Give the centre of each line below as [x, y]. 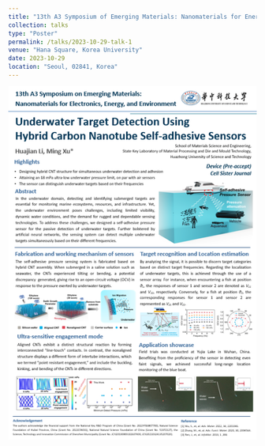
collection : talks [38, 25]
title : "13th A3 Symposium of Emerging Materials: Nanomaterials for [125, 17]
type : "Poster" [33, 33]
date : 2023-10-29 [37, 59]
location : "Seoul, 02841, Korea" [63, 67]
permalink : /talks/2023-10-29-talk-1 [70, 42]
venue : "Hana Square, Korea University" [76, 50]
